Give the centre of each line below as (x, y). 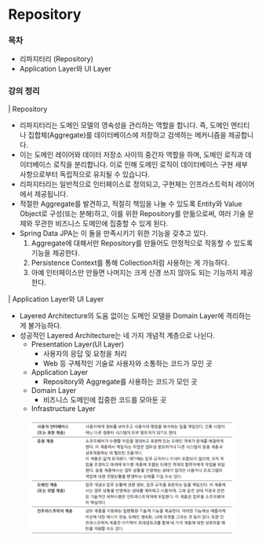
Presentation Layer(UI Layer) (78, 344)
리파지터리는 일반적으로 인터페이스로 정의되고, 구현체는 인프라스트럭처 (126, 184)
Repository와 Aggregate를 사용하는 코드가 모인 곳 (120, 381)
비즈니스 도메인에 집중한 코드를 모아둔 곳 (105, 399)
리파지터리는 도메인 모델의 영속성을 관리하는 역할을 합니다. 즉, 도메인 (124, 125)
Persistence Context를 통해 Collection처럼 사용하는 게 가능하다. (130, 262)
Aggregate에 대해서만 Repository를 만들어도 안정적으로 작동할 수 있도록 (142, 243)
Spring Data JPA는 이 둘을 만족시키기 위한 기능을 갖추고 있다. (114, 233)
